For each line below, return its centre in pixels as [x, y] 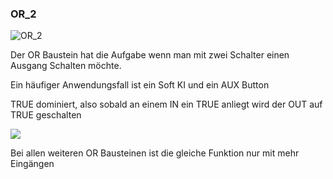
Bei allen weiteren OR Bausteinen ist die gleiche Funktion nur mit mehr [155, 153]
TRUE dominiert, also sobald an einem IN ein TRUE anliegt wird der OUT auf [166, 104]
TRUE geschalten [46, 115]
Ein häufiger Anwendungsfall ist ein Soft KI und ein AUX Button [140, 85]
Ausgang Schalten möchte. [66, 66]
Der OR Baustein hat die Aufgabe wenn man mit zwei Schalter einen [150, 55]
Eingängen [32, 164]
